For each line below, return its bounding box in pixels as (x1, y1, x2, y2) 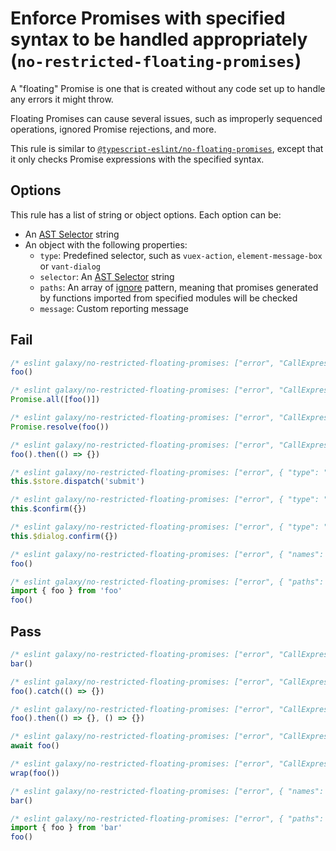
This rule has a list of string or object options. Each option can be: (10, 208, 282, 221)
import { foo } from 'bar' (10, 823, 123, 833)
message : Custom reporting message (39, 302, 189, 314)
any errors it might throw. (10, 93, 114, 105)
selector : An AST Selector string (39, 270, 175, 282)
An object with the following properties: (24, 238, 188, 251)
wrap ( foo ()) (10, 768, 60, 778)
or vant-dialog (39, 260, 101, 272)
